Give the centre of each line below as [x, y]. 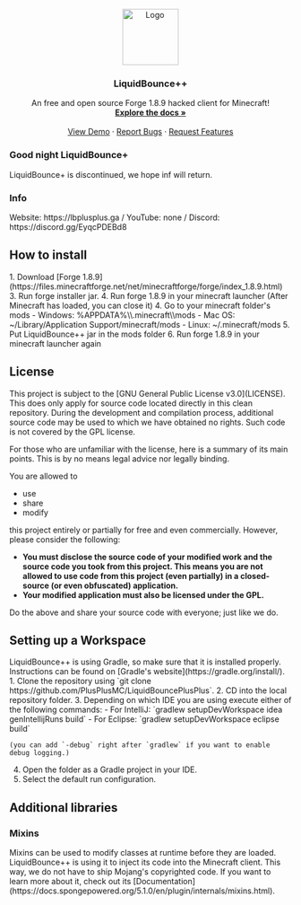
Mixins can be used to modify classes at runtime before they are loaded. [143, 853]
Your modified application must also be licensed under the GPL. [143, 594]
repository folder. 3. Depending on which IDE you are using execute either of [150, 700]
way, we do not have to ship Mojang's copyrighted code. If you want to [140, 872]
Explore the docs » [150, 113]
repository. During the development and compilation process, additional [142, 412]
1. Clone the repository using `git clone [81, 681]
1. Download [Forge [45, 277]
